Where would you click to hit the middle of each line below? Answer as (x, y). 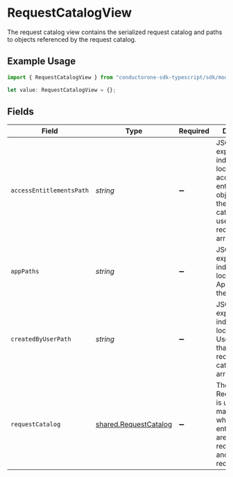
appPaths (25, 272)
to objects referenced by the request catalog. (72, 39)
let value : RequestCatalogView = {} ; (62, 90)
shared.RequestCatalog (134, 424)
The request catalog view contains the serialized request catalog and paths (115, 32)
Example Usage (42, 62)
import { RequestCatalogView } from (60, 77)
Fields (21, 112)
